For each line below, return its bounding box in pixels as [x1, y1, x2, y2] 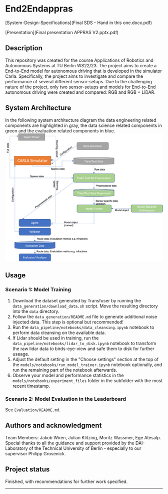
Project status [5, 465, 50, 474]
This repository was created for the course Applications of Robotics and [5, 57, 154, 63]
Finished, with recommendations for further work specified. [5, 478, 128, 484]
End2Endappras [5, 3, 73, 15]
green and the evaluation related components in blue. [5, 127, 115, 133]
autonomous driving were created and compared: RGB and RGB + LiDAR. [5, 89, 156, 95]
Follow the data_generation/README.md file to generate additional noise [12, 313, 157, 319]
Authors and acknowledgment [5, 421, 102, 430]
